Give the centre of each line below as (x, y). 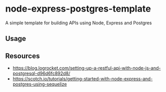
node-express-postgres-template (78, 9)
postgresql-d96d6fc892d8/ (41, 73)
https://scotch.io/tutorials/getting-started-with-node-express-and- (83, 79)
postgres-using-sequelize (40, 84)
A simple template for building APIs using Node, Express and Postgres (79, 23)
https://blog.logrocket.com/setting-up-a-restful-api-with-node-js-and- (87, 68)
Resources (23, 56)
